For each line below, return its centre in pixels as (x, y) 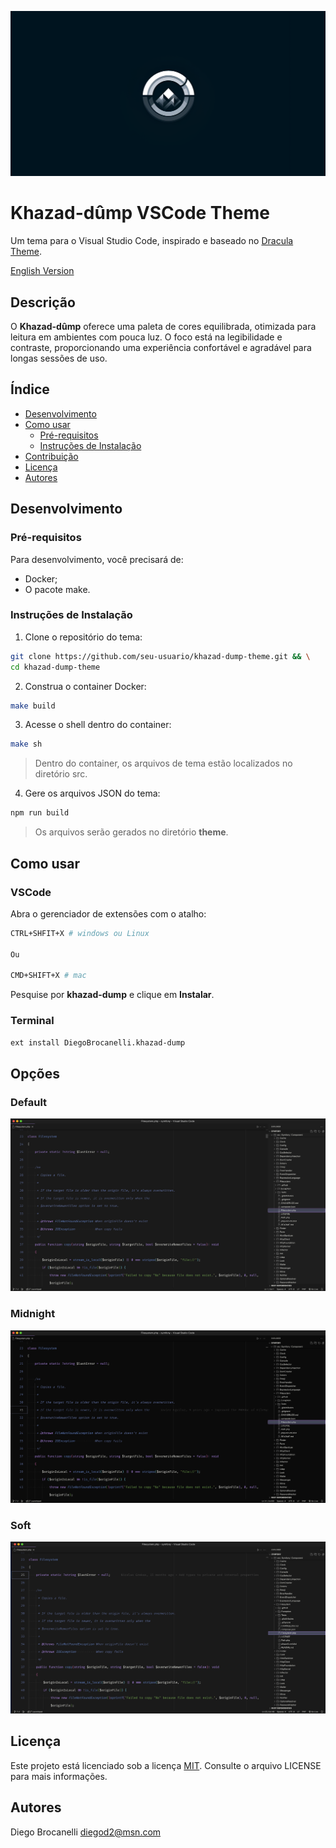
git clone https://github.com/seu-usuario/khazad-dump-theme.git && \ (160, 656)
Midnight (33, 1314)
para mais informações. (59, 1776)
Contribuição (51, 456)
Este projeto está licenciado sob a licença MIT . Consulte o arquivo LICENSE (166, 1765)
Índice (30, 389)
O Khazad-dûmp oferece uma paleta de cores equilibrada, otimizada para (163, 327)
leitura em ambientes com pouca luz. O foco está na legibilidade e (146, 337)
